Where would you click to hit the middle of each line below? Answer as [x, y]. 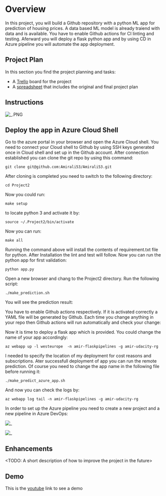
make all [14, 241]
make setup [16, 204]
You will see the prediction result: [39, 302]
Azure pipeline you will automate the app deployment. [60, 44]
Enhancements [29, 448]
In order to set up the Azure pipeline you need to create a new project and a [83, 408]
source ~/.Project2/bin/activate [40, 222]
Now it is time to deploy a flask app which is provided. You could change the [83, 332]
